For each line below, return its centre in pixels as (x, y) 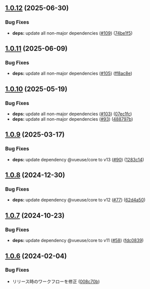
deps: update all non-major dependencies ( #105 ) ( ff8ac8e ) (72, 73)
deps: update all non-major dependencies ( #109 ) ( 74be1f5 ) (72, 33)
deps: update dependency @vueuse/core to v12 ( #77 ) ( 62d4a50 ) (79, 200)
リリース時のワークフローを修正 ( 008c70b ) (56, 281)
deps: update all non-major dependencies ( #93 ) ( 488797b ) (73, 119)
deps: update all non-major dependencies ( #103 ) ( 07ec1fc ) (72, 114)
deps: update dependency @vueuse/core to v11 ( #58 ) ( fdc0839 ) (78, 241)
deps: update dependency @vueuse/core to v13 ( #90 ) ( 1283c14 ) (78, 159)
